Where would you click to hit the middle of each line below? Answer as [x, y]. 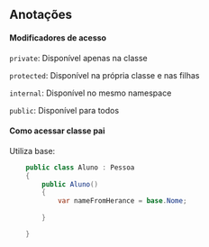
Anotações [41, 15]
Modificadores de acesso [58, 37]
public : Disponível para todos [64, 110]
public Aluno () [70, 184]
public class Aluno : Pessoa [80, 167]
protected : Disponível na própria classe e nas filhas [104, 75]
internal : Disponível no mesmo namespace [91, 93]
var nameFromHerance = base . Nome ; [122, 201]
